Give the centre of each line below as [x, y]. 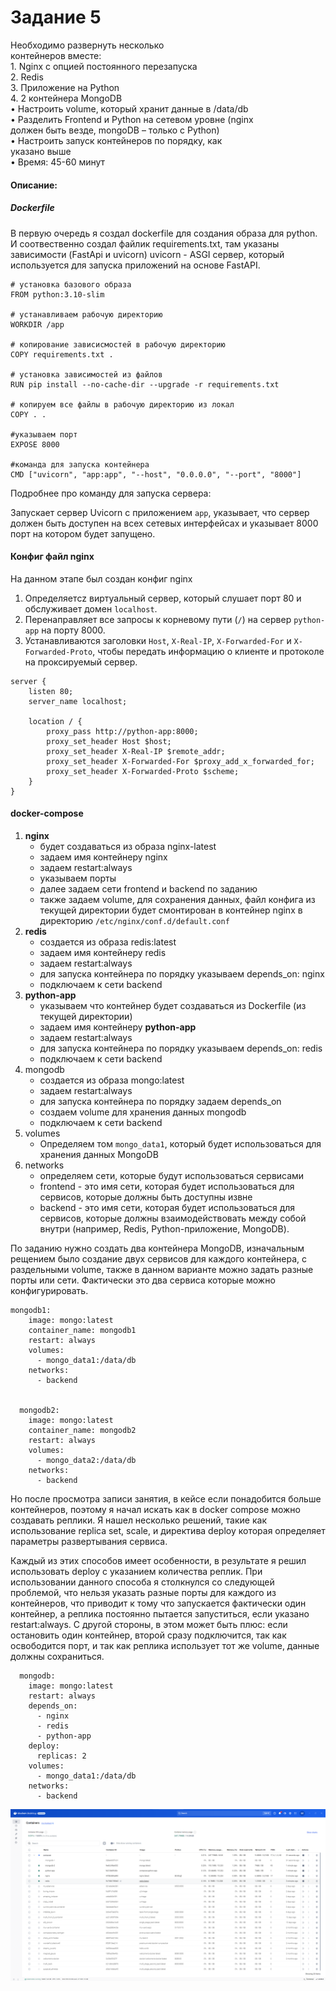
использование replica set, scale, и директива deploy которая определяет [168, 1530]
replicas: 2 [61, 1756]
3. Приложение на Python [65, 87]
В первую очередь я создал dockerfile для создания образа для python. [164, 233]
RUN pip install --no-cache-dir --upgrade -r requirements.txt [145, 384]
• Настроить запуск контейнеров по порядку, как [116, 140]
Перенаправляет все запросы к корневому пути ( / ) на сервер [158, 619]
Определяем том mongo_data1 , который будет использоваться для [180, 1143]
